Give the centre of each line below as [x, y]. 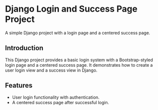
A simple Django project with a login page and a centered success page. [78, 33]
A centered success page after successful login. [61, 102]
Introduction [24, 48]
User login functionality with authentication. [56, 97]
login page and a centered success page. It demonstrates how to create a [79, 65]
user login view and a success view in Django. [51, 70]
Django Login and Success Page [71, 9]
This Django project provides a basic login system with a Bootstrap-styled [79, 60]
